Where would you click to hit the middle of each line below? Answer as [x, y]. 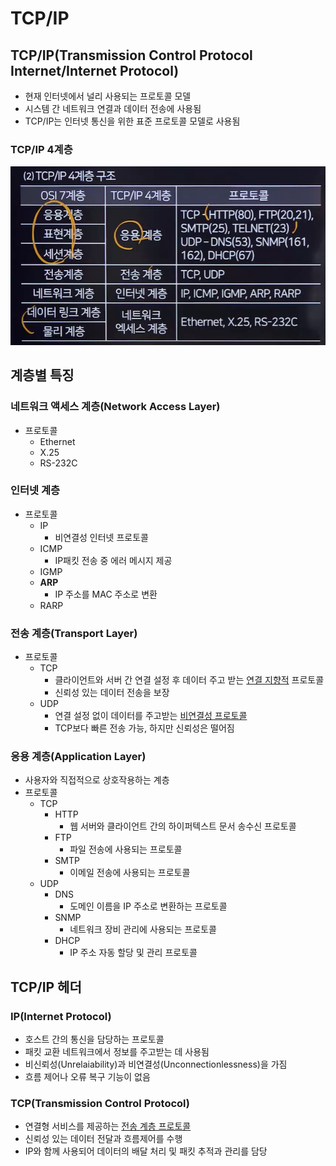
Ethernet [57, 441]
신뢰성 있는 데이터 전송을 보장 [112, 693]
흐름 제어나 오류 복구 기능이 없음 [87, 1077]
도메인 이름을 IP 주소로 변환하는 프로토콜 [148, 906]
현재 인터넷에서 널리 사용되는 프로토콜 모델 [108, 96]
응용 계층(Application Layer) [78, 757]
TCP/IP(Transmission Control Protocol [131, 55]
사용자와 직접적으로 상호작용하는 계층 [97, 780]
